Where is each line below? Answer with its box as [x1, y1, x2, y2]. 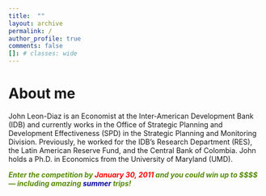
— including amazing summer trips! [8, 178, 132, 188]
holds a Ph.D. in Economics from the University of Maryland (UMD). [8, 154, 233, 164]
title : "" [8, 11, 45, 20]
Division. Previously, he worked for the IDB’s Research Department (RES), [8, 137, 253, 147]
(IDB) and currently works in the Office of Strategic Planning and [8, 119, 223, 130]
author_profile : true [8, 34, 82, 43]
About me [8, 84, 76, 103]
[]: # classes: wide [8, 49, 78, 58]
